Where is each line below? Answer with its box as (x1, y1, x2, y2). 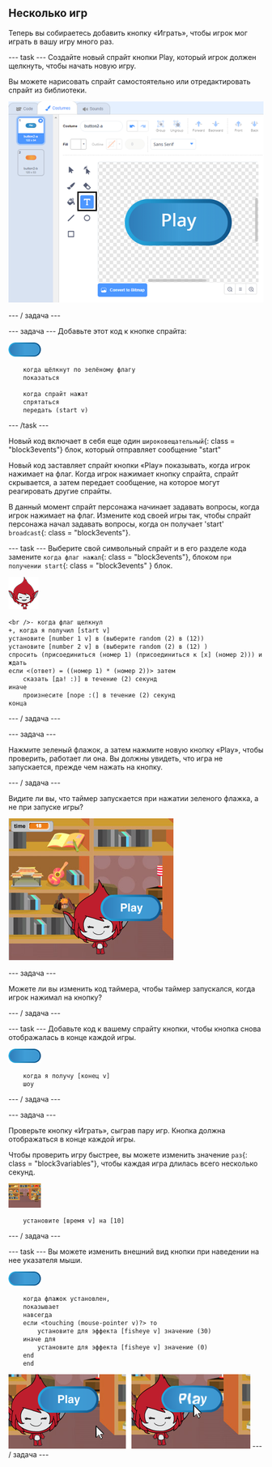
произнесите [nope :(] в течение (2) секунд (23, 692, 176, 700)
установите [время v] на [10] (23, 1217, 125, 1226)
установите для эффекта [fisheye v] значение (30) (37, 1328, 212, 1336)
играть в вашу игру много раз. (8, 36, 115, 46)
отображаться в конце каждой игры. (8, 1134, 136, 1145)
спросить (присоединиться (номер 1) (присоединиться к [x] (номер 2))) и (8, 651, 263, 659)
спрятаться (23, 399, 60, 407)
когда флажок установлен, (23, 1295, 111, 1303)
